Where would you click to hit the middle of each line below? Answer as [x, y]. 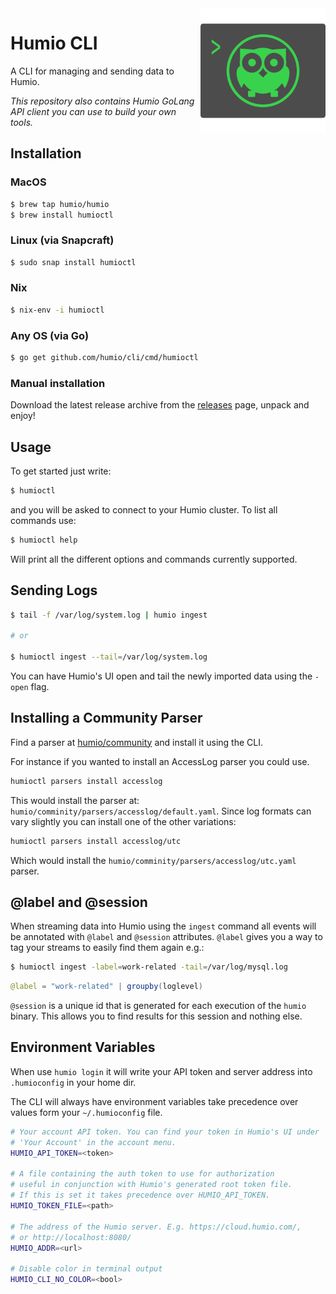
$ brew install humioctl [62, 215]
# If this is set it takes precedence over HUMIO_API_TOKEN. [140, 1195]
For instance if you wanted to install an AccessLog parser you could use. [160, 761]
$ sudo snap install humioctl [73, 262]
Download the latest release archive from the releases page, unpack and [160, 405]
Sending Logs [54, 590]
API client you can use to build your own [93, 111]
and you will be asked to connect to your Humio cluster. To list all [144, 509]
